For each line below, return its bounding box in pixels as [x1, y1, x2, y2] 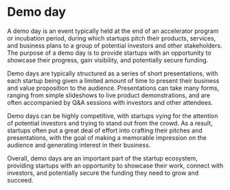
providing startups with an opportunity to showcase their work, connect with [7, 161, 224, 169]
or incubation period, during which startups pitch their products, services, [7, 34, 216, 42]
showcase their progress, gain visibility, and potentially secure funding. [7, 56, 209, 64]
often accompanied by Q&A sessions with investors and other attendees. [7, 98, 214, 106]
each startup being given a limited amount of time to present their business [7, 76, 220, 84]
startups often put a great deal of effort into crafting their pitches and [7, 126, 203, 134]
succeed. [7, 176, 34, 184]
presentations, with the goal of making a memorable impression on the [7, 133, 207, 141]
